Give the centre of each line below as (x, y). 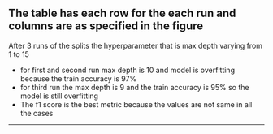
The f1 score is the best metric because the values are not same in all (136, 104)
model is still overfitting (59, 96)
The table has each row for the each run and (122, 13)
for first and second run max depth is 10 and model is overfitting (128, 70)
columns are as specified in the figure (106, 26)
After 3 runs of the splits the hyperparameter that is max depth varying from (135, 45)
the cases (37, 113)
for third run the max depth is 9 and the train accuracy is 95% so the (134, 87)
